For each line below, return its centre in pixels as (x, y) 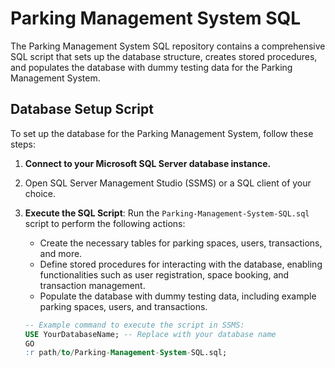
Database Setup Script (82, 109)
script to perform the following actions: (105, 223)
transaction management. (92, 285)
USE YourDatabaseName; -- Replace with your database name (150, 334)
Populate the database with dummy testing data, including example (178, 296)
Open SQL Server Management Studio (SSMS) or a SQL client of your (168, 183)
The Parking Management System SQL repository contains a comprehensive (168, 46)
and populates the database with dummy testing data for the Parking (151, 67)
